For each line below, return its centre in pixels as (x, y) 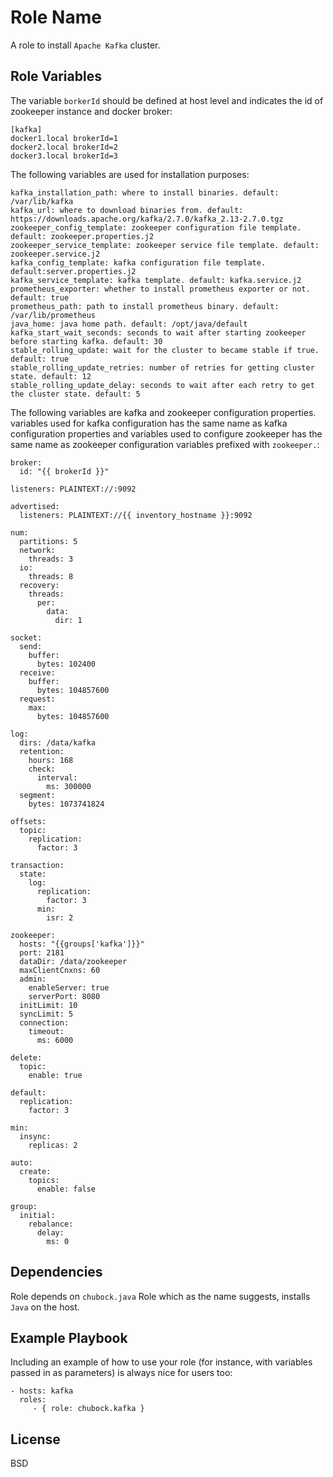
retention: (42, 751)
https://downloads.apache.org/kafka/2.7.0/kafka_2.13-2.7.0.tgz (147, 219)
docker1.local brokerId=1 (64, 138)
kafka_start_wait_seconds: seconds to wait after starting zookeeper (158, 332)
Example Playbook (69, 1337)
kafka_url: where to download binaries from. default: (127, 210)
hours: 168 (51, 760)
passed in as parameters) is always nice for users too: (121, 1373)
